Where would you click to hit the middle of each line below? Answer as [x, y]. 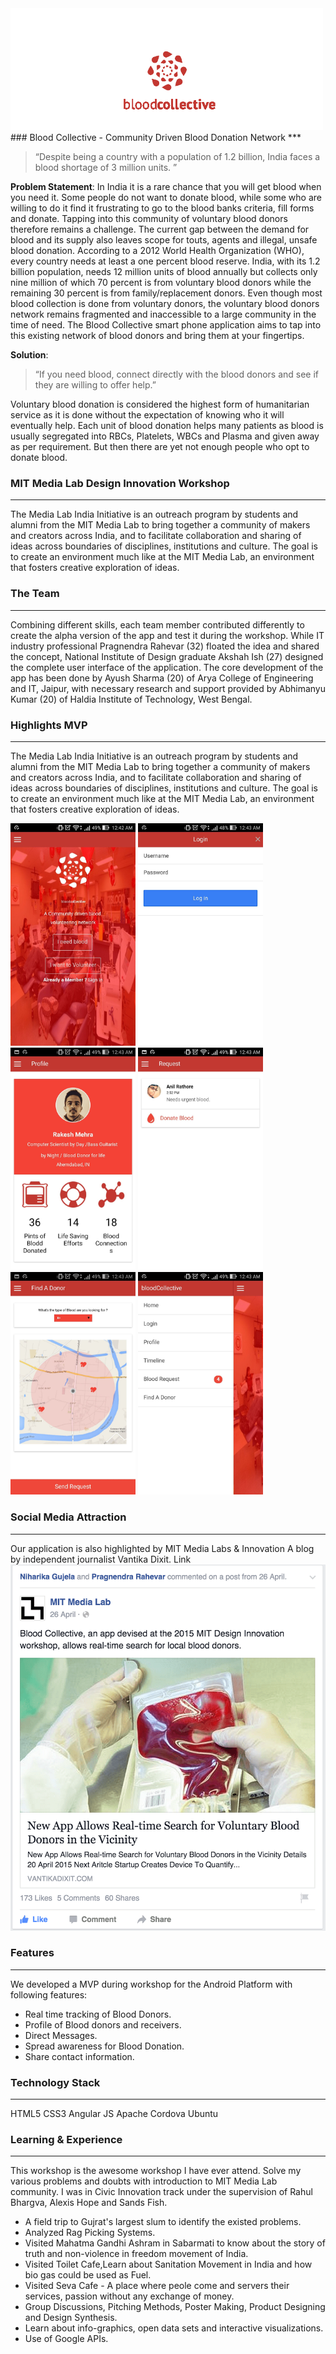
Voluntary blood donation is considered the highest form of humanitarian [160, 404]
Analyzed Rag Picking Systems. [90, 2233]
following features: [49, 1994]
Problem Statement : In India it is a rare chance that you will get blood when [166, 186]
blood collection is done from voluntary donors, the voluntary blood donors [165, 303]
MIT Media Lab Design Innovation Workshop [120, 483]
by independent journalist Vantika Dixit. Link [101, 1559]
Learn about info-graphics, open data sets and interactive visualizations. [174, 2328]
